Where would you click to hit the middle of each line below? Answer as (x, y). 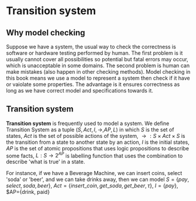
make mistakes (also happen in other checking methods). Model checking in (98, 72)
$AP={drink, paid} (28, 192)
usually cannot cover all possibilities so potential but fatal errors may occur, (97, 59)
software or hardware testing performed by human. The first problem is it (94, 53)
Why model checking (46, 33)
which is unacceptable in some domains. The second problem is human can (98, 65)
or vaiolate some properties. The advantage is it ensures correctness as (93, 84)
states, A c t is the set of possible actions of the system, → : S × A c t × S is (96, 136)
